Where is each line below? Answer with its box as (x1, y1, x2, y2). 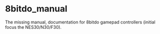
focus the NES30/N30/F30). (5, 24, 62, 30)
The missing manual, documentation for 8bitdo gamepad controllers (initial (5, 19, 156, 25)
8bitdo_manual (5, 3, 68, 14)
